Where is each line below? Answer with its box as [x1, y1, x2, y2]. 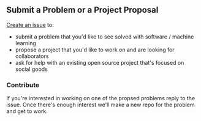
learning [15, 39, 37, 46]
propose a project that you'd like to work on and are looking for [15, 46, 175, 53]
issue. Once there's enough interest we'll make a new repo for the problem [6, 101, 195, 109]
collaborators [15, 52, 49, 60]
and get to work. [6, 108, 48, 115]
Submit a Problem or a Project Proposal [6, 5, 159, 15]
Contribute [6, 81, 40, 89]
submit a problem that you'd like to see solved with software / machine [15, 33, 194, 40]
